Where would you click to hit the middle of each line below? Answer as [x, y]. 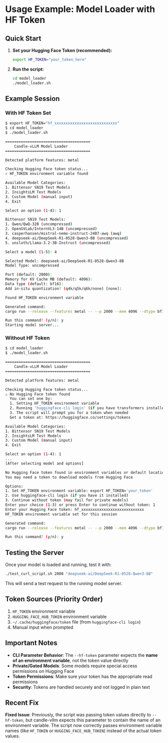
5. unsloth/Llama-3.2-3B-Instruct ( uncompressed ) [58, 243]
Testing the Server [35, 552]
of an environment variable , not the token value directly [70, 660]
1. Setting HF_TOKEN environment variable [54, 404]
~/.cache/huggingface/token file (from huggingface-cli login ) [76, 622]
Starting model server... [32, 325]
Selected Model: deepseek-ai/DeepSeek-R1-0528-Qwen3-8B [64, 261]
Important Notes [31, 643]
